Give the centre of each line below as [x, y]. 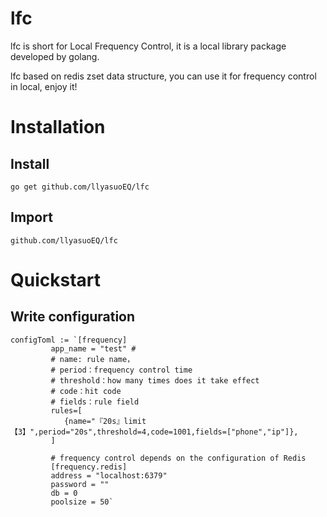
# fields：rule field [95, 402]
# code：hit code [86, 391]
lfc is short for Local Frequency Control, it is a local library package [148, 46]
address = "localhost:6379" [109, 475]
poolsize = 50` [82, 502]
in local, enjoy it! [44, 86]
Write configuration [73, 317]
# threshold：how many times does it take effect [155, 380]
